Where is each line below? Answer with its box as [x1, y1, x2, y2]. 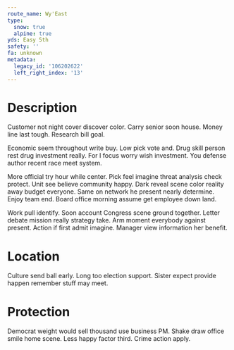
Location [7, 248, 60, 264]
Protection [7, 304, 70, 320]
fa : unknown [7, 50, 42, 57]
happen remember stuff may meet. [7, 279, 109, 287]
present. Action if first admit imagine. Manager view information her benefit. [7, 223, 228, 232]
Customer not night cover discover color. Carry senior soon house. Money [7, 123, 223, 131]
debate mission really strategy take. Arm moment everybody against [7, 216, 206, 225]
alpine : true [13, 30, 52, 37]
